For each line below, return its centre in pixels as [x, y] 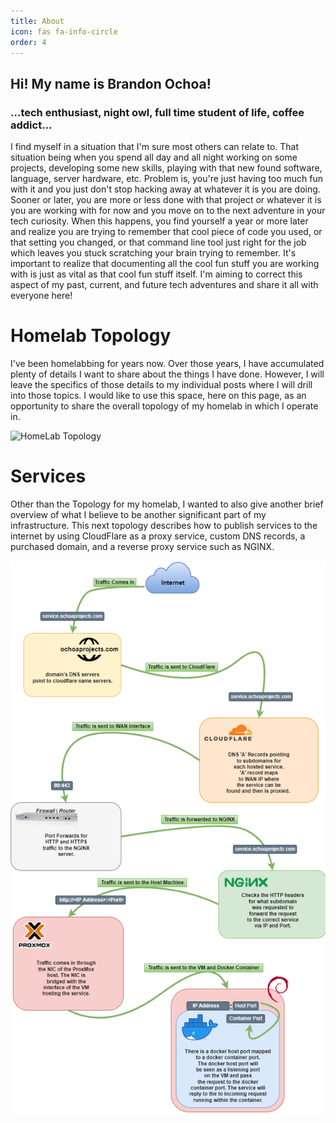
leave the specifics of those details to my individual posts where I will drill [161, 384]
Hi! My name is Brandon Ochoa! [111, 83]
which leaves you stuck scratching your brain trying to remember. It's [153, 253]
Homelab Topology [91, 336]
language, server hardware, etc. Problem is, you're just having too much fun [167, 179]
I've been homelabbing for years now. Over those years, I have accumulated [167, 363]
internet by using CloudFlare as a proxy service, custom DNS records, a [158, 536]
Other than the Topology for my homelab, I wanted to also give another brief [167, 504]
